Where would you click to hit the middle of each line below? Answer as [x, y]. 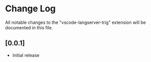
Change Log [30, 9]
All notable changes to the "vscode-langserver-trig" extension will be [75, 22]
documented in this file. [29, 27]
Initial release [26, 55]
